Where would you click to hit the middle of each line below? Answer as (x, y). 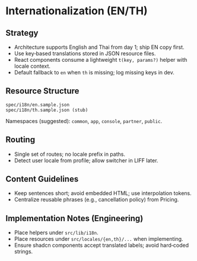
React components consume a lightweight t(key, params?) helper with (101, 60)
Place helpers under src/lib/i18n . (56, 232)
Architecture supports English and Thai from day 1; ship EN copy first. (99, 47)
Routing (20, 140)
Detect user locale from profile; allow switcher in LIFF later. (86, 160)
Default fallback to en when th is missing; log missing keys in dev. (94, 72)
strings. (23, 251)
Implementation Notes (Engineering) (74, 218)
